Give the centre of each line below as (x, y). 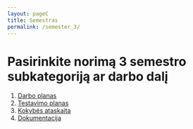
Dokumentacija (39, 118)
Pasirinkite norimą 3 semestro (97, 61)
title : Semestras (33, 20)
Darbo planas (37, 96)
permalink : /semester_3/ (44, 27)
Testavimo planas (43, 103)
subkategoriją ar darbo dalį (88, 76)
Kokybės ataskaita (44, 111)
